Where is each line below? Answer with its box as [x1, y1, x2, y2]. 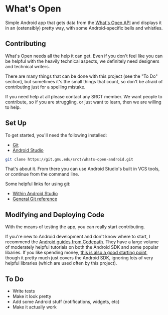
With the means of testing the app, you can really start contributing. [5, 224, 145, 230]
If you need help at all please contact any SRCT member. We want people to [5, 93, 162, 99]
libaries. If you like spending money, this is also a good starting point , [5, 249, 148, 256]
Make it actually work [12, 304, 57, 310]
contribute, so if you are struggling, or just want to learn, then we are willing [5, 99, 161, 105]
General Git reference [12, 196, 58, 202]
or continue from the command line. [5, 171, 79, 177]
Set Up [5, 119, 27, 127]
